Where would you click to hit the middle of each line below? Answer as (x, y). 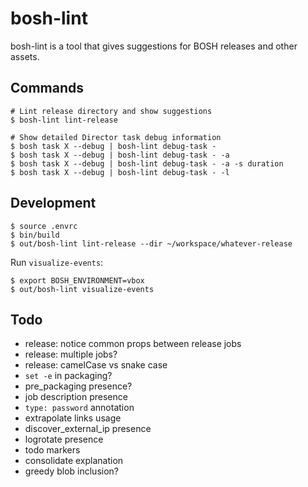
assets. (25, 56)
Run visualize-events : (57, 262)
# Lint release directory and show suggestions (111, 111)
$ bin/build (35, 235)
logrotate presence (64, 439)
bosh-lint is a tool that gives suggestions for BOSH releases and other (154, 46)
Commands (47, 88)
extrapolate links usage (73, 418)
